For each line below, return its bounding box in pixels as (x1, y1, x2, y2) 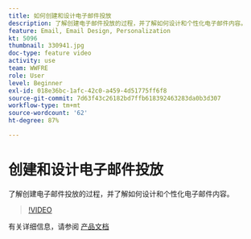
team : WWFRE (8, 64, 48, 72)
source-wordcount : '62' (8, 109, 88, 117)
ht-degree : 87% (8, 117, 60, 125)
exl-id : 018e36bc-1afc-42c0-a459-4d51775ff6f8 (8, 86, 167, 95)
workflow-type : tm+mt (8, 101, 81, 109)
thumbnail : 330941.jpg (8, 42, 84, 50)
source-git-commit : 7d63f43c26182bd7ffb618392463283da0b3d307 (8, 94, 221, 102)
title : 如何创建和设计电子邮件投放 (8, 11, 112, 20)
